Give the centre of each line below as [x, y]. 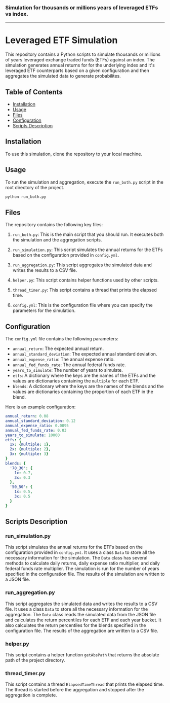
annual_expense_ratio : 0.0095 [37, 426]
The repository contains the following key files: [54, 225]
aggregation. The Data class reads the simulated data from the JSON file [80, 614]
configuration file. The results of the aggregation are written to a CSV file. [82, 630]
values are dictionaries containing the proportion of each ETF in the [83, 392]
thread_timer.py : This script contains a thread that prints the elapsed [84, 290]
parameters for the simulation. [44, 310]
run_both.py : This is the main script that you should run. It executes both [88, 234]
